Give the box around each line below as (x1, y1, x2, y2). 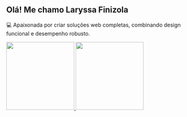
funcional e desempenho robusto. (6, 30, 90, 37)
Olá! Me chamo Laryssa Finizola (6, 5, 128, 15)
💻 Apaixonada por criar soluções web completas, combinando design (6, 21, 181, 28)
